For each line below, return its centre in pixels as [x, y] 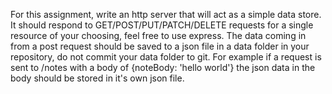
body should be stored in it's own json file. [97, 78]
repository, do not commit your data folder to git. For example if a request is [166, 57]
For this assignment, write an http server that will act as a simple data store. [166, 14]
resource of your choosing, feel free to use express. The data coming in [158, 35]
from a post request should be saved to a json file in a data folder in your [160, 46]
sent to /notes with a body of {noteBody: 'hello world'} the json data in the [163, 67]
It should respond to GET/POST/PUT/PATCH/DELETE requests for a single [162, 25]
